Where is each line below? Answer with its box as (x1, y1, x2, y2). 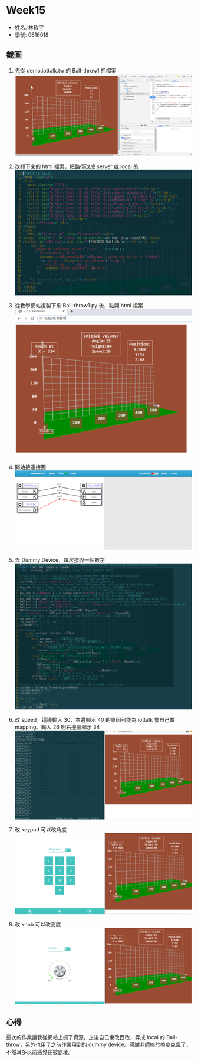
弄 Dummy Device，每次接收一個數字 (14, 556, 105, 564)
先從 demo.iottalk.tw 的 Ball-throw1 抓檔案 (14, 67, 117, 74)
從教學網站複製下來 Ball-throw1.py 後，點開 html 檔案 (14, 302, 143, 309)
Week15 (6, 4, 46, 17)
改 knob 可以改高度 (14, 921, 61, 928)
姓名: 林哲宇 (14, 24, 44, 31)
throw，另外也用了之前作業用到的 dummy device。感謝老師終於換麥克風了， (6, 1041, 192, 1048)
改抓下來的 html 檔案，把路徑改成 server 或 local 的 (14, 163, 139, 170)
